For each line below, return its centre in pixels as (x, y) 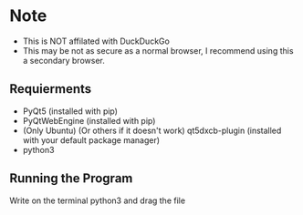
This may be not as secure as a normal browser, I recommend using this (158, 50)
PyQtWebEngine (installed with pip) (89, 120)
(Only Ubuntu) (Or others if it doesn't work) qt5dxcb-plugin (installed (152, 130)
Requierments (51, 89)
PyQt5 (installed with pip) (70, 111)
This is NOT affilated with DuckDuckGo (96, 41)
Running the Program (71, 179)
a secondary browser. (63, 60)
